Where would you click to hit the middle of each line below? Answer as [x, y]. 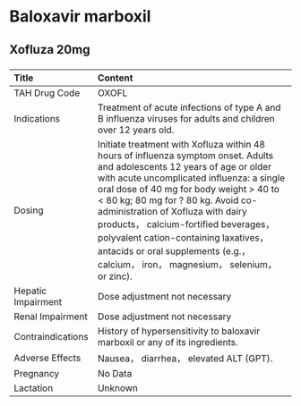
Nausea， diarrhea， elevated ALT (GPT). [185, 358]
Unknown [118, 388]
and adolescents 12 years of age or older [184, 166]
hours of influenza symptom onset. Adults [185, 156]
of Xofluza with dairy [204, 211]
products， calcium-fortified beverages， [186, 224]
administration [128, 211]
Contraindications [51, 336]
